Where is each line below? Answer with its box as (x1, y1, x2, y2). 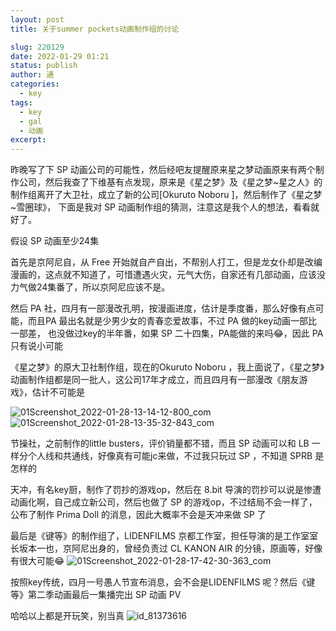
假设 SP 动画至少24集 (10, 235, 100, 247)
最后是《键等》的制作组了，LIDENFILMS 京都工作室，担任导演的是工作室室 (10, 530, 319, 542)
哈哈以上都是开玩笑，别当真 (10, 610, 125, 622)
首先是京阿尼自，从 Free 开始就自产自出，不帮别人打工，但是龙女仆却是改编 (10, 256, 323, 268)
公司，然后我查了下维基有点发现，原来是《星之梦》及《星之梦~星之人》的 (18, 176, 323, 188)
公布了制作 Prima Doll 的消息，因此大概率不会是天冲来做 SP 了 (10, 509, 267, 521)
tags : (10, 97, 33, 108)
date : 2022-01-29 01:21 (10, 51, 110, 61)
